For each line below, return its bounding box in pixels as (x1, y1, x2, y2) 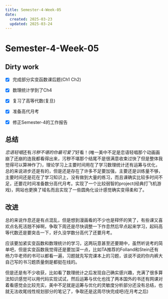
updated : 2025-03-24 (9, 21, 52, 26)
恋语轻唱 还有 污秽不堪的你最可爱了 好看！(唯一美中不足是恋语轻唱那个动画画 (5, 149, 160, 155)
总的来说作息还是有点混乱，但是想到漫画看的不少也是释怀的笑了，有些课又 (5, 217, 158, 223)
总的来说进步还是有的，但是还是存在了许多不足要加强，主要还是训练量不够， (5, 168, 163, 174)
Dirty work (5, 62, 39, 71)
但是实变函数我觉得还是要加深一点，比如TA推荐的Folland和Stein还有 (18, 246, 159, 252)
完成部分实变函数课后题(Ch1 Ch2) (12, 76, 81, 82)
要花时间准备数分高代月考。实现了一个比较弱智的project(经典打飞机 (18, 180, 157, 186)
